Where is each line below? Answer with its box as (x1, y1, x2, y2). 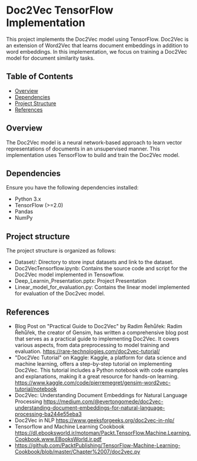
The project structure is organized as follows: (6, 247, 116, 254)
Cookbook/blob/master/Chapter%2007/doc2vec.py (14, 448, 140, 455)
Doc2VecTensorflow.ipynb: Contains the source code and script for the (14, 265, 188, 272)
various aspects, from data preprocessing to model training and (14, 342, 170, 348)
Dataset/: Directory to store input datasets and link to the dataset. (14, 259, 174, 266)
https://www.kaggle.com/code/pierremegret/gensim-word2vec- (14, 379, 171, 386)
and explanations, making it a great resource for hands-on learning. (14, 373, 179, 380)
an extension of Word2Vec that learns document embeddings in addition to (6, 42, 189, 49)
